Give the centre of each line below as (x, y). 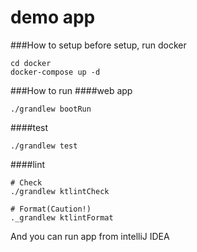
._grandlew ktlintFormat (62, 217)
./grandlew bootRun (51, 109)
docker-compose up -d (55, 72)
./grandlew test (44, 146)
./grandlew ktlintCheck (60, 191)
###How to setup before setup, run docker (98, 45)
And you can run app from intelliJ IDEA (90, 236)
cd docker (31, 63)
